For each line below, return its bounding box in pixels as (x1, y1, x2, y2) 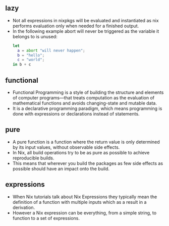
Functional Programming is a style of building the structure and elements (12, 89, 164, 95)
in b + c (12, 62, 31, 67)
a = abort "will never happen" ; (17, 48, 85, 53)
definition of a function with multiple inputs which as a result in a (12, 199, 147, 205)
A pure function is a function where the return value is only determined (12, 139, 160, 145)
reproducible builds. (12, 155, 54, 161)
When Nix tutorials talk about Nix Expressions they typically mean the (12, 194, 157, 200)
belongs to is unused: (12, 33, 58, 39)
